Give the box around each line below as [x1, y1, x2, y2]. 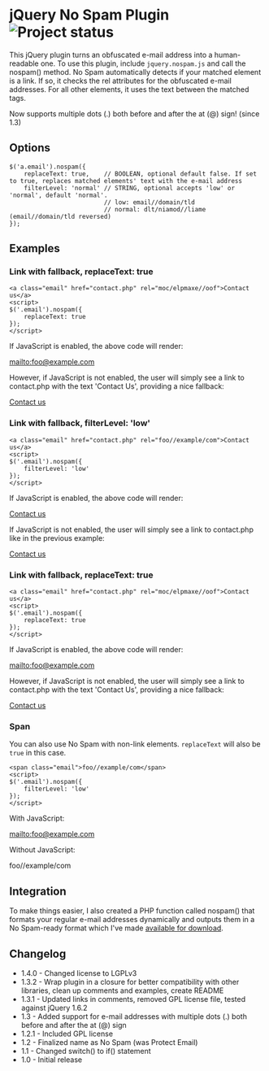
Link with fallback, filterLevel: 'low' [9, 417, 151, 429]
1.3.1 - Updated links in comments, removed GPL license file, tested [20, 994, 246, 1004]
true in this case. [9, 748, 67, 758]
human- [214, 50, 241, 59]
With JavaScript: [9, 813, 65, 823]
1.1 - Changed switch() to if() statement [20, 1046, 151, 1056]
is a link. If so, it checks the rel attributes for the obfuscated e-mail [9, 76, 232, 85]
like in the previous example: [9, 533, 105, 542]
